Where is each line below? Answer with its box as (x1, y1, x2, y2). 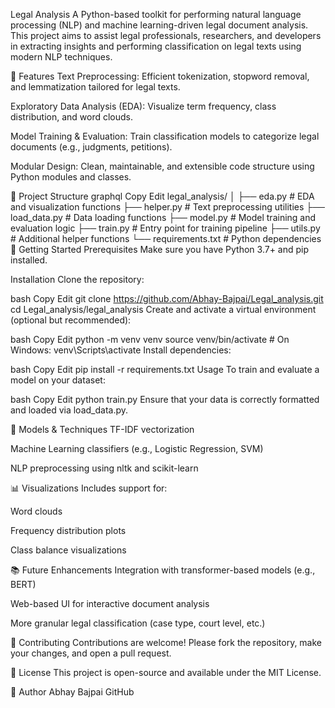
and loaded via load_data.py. (10, 404, 129, 416)
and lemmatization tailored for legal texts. (10, 81, 181, 93)
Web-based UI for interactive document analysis (10, 598, 210, 609)
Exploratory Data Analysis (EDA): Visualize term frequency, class (10, 100, 277, 112)
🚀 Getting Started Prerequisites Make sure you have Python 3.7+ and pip (10, 244, 310, 255)
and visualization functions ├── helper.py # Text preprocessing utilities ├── (10, 201, 326, 213)
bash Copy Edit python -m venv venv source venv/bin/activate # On (10, 334, 290, 345)
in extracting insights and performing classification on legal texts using (10, 40, 302, 52)
